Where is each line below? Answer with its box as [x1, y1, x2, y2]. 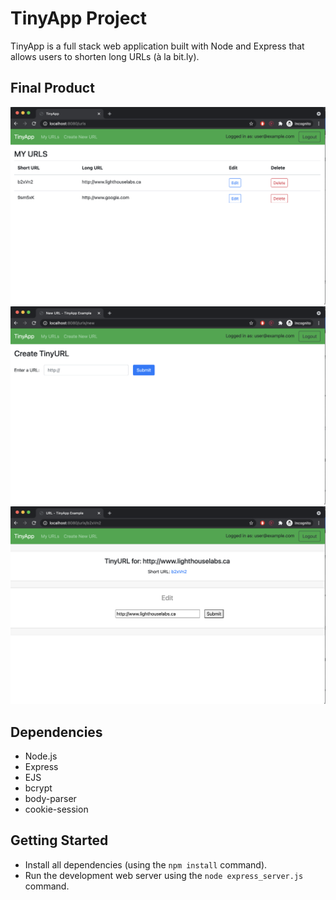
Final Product [10, 80, 95, 97]
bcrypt [24, 782, 53, 794]
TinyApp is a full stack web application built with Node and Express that [10, 40, 305, 52]
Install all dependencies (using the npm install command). [24, 858, 268, 871]
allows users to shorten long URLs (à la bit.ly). [10, 50, 200, 62]
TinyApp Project [10, 7, 148, 30]
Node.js [24, 750, 58, 762]
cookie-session [24, 803, 89, 815]
